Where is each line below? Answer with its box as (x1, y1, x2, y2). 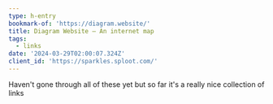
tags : (8, 34, 27, 43)
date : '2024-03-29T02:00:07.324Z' (8, 50, 126, 58)
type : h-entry (8, 11, 57, 20)
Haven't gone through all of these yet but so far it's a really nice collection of (8, 79, 265, 89)
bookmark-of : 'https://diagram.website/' (8, 19, 151, 28)
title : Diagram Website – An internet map (8, 27, 154, 35)
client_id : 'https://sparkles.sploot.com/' (8, 58, 158, 66)
